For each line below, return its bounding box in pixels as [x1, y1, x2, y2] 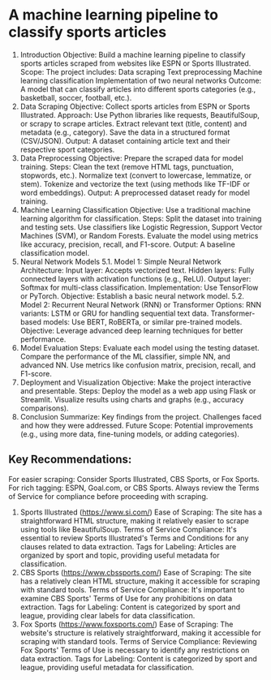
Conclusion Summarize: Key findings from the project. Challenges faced [19, 411, 262, 421]
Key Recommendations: [8, 453, 132, 467]
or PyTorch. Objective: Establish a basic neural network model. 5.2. [19, 291, 245, 301]
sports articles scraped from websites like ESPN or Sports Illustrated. [19, 58, 252, 68]
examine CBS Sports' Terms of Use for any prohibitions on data [19, 593, 233, 603]
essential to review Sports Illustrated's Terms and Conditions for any [19, 533, 249, 543]
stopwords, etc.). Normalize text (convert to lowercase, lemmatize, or [19, 170, 252, 180]
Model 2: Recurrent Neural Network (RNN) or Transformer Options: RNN [19, 299, 262, 309]
